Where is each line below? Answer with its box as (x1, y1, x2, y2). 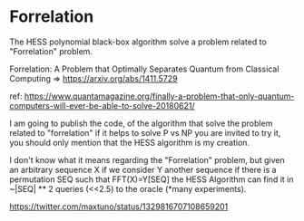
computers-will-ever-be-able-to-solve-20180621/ (9, 100, 195, 110)
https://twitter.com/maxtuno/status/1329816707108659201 (9, 201, 229, 212)
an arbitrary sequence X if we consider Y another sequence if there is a (9, 164, 277, 175)
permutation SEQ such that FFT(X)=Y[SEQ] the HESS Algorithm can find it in (9, 174, 294, 185)
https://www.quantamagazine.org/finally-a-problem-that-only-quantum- (24, 91, 295, 101)
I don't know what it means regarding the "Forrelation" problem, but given (9, 154, 285, 165)
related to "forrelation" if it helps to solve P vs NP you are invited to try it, (9, 127, 281, 138)
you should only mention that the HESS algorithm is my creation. (9, 137, 250, 148)
